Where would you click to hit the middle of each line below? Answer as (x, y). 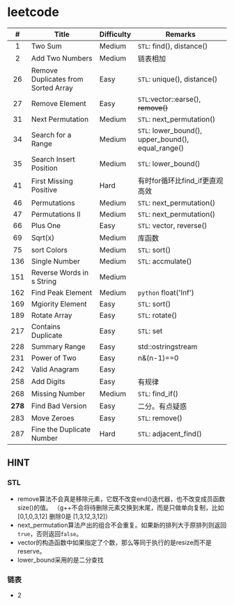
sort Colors (49, 250)
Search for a (51, 135)
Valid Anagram (55, 369)
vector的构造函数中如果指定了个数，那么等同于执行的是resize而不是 (115, 542)
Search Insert (53, 159)
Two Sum (46, 46)
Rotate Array (52, 315)
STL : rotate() (158, 315)
